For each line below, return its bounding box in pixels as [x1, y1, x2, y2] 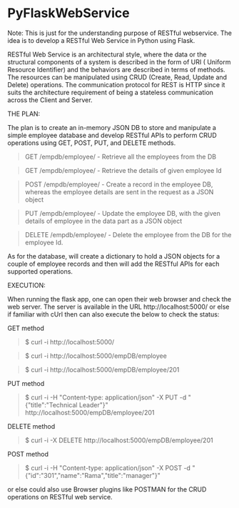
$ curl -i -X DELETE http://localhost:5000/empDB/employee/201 [24, 436, 213, 444]
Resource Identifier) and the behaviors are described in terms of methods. [7, 65, 226, 74]
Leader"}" [78, 400, 108, 409]
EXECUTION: [7, 281, 46, 289]
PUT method [7, 379, 45, 387]
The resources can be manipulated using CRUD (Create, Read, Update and [7, 73, 227, 81]
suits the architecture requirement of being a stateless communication [7, 88, 214, 96]
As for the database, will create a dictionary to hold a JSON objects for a [7, 251, 220, 260]
